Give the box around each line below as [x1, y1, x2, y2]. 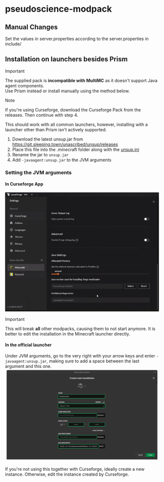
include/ [5, 41, 22, 47]
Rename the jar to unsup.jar [12, 151, 69, 157]
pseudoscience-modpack [5, 3, 112, 15]
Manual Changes [5, 23, 58, 31]
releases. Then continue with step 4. [5, 112, 79, 118]
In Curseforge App [5, 181, 43, 187]
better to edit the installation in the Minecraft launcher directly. [5, 331, 130, 336]
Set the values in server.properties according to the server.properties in [5, 36, 149, 42]
